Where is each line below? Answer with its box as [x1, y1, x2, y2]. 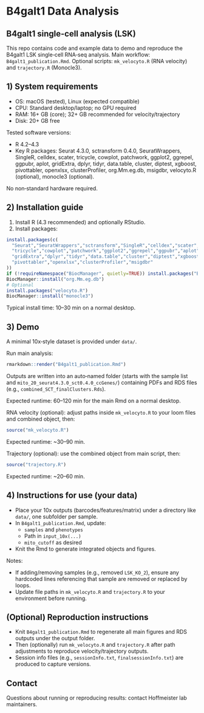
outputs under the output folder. [15, 635, 95, 642]
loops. [15, 582, 31, 589]
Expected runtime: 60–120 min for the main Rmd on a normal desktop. [6, 397, 181, 404]
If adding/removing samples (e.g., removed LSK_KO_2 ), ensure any [15, 568, 179, 576]
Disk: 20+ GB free [15, 117, 60, 124]
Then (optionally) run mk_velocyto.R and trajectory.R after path [15, 641, 175, 649]
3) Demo [6, 322, 39, 332]
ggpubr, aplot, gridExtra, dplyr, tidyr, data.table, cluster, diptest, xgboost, [15, 160, 197, 167]
